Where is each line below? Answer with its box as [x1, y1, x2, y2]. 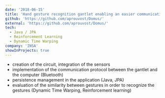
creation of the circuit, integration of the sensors [12, 61, 110, 67]
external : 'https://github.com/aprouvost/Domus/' [5, 20, 109, 26]
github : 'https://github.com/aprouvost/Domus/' [5, 16, 105, 21]
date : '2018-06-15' [5, 7, 45, 12]
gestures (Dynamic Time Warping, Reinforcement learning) [12, 87, 132, 93]
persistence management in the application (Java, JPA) [12, 77, 124, 83]
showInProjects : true [5, 48, 50, 53]
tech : [5, 25, 16, 30]
